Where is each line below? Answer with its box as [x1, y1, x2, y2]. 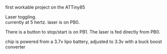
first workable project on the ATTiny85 [5, 4, 85, 10]
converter [5, 44, 26, 49]
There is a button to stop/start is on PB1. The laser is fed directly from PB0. [5, 29, 160, 34]
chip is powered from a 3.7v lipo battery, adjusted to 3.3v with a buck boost [5, 38, 162, 44]
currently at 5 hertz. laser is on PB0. [5, 19, 80, 25]
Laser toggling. [5, 14, 37, 19]
